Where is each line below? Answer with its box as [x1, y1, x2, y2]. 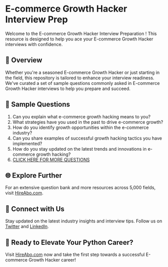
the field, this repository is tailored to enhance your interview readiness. [5, 74, 155, 81]
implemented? [12, 140, 42, 147]
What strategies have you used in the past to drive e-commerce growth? [12, 119, 163, 125]
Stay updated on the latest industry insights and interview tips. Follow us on [5, 218, 162, 224]
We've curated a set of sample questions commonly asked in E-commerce [5, 80, 160, 86]
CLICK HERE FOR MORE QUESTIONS [12, 156, 90, 162]
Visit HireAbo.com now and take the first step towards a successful [5, 251, 145, 257]
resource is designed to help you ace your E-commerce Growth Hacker [5, 36, 153, 42]
